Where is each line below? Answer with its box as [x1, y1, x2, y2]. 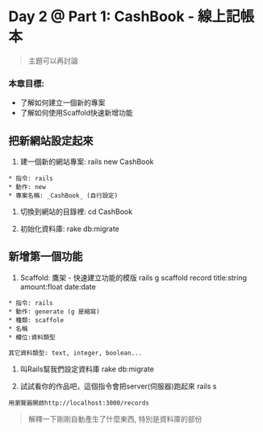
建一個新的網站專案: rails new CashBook [19, 157, 154, 166]
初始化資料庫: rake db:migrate [19, 224, 119, 234]
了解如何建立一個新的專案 [19, 98, 106, 107]
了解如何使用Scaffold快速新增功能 [19, 108, 133, 118]
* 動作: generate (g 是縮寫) [8, 308, 101, 316]
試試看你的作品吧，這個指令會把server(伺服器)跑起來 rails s [19, 381, 217, 391]
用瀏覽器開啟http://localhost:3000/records [8, 399, 149, 407]
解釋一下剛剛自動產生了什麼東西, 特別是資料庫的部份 [27, 413, 202, 424]
